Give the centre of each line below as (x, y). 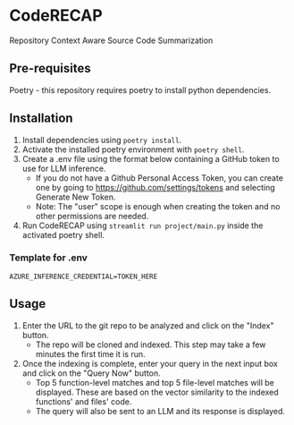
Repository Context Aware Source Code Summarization (111, 40)
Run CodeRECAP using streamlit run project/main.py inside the (143, 225)
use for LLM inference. (64, 168)
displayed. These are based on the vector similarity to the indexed (157, 392)
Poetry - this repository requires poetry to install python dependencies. (140, 89)
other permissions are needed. (92, 216)
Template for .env (48, 258)
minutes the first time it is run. (90, 353)
